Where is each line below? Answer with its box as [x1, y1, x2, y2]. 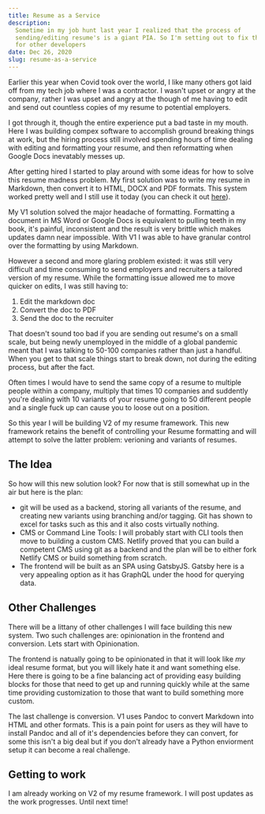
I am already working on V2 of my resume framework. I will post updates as [8, 789, 254, 798]
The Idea [8, 458, 53, 471]
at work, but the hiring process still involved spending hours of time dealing [8, 134, 253, 144]
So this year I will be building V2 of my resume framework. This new [8, 418, 230, 428]
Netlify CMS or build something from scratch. [19, 552, 167, 562]
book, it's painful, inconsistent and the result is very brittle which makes [8, 224, 242, 233]
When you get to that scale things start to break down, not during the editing [8, 353, 257, 364]
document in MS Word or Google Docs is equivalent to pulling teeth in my [8, 215, 247, 225]
